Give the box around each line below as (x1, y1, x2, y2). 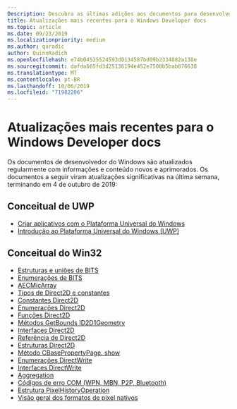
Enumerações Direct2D (17, 303, 86, 312)
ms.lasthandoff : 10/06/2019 (7, 83, 90, 90)
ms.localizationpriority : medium (7, 37, 106, 44)
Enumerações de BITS (17, 273, 83, 282)
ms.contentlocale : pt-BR (7, 75, 80, 83)
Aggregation (17, 371, 54, 379)
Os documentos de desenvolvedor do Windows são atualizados (7, 158, 193, 166)
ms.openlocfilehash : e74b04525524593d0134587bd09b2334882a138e (7, 56, 197, 63)
